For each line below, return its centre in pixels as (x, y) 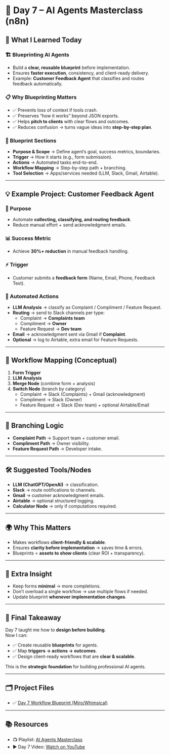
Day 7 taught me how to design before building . (56, 630)
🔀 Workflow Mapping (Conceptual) (61, 361)
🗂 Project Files (30, 688)
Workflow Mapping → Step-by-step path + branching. (69, 168)
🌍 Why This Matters (38, 527)
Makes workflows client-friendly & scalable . (59, 542)
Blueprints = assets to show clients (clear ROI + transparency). (79, 553)
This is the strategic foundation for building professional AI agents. (76, 666)
